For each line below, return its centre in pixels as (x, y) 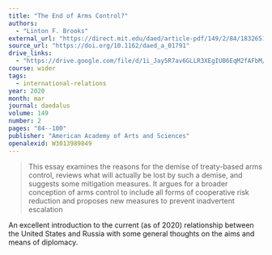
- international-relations (61, 83)
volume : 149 (28, 114)
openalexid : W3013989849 (50, 143)
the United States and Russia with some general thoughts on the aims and (132, 233)
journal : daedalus (39, 106)
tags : (17, 76)
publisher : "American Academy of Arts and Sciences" (99, 136)
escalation (45, 209)
